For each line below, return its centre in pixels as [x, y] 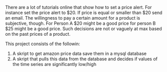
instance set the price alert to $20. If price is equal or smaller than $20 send [84, 13]
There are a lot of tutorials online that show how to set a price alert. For [78, 7]
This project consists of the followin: [43, 44]
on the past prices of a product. [38, 34]
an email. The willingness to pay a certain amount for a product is [73, 18]
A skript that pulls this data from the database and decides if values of [85, 59]
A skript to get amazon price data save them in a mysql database [79, 53]
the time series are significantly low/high [54, 64]
